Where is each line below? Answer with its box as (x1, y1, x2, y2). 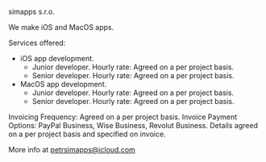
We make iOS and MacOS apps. (8, 23, 114, 31)
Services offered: (8, 38, 66, 48)
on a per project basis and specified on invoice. (8, 129, 167, 139)
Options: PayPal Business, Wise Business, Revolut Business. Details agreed (8, 121, 258, 130)
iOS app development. (19, 54, 94, 63)
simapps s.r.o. (8, 7, 55, 16)
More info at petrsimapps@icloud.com (8, 145, 135, 154)
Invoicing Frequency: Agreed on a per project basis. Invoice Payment (8, 112, 238, 122)
